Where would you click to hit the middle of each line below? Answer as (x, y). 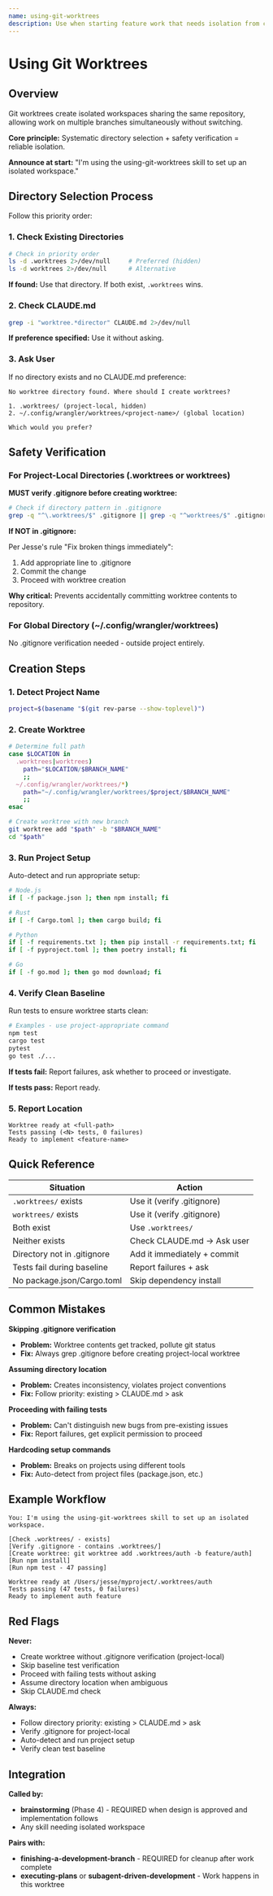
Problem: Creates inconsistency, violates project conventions (123, 1385)
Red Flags (34, 1621)
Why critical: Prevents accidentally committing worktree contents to (123, 596)
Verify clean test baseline (63, 1749)
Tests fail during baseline (60, 1267)
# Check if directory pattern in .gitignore (85, 508)
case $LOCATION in (39, 754)
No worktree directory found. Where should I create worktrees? (119, 391)
